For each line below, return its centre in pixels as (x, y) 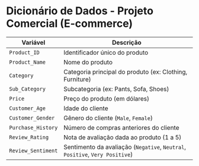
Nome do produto (88, 62)
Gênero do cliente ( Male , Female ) (108, 118)
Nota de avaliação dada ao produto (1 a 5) (122, 137)
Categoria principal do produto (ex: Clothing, (125, 71)
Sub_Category (28, 89)
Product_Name (28, 62)
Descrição (126, 42)
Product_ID (24, 52)
